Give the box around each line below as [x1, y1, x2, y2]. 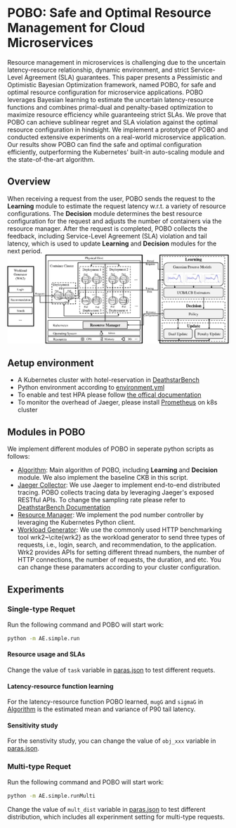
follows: [7, 452, 30, 461]
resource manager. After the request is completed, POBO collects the [7, 224, 208, 233]
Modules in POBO [7, 426, 86, 438]
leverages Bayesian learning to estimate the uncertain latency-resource [7, 95, 214, 103]
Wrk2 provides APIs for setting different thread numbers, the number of [17, 548, 225, 556]
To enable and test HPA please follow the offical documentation [17, 390, 202, 399]
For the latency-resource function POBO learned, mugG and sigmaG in [7, 698, 204, 706]
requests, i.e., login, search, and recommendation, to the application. [17, 540, 217, 549]
